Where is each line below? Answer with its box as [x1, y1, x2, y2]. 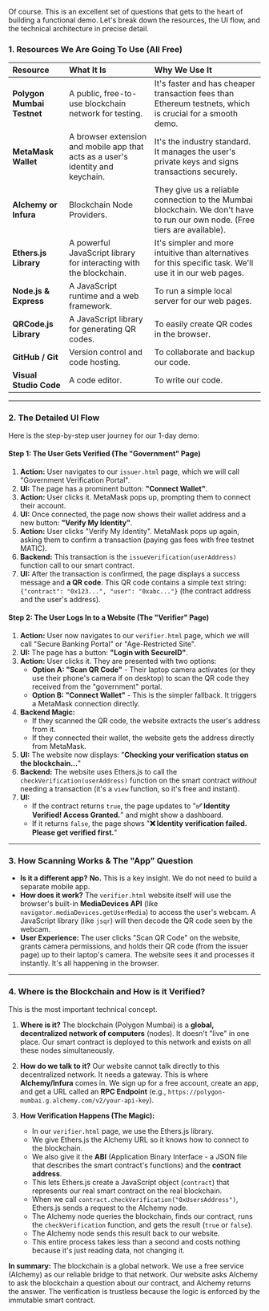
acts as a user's [69, 152, 128, 163]
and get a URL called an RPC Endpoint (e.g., [19, 1086, 167, 1096]
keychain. [69, 172, 106, 183]
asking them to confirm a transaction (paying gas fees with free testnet [19, 535, 255, 544]
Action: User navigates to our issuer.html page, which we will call [19, 467, 240, 476]
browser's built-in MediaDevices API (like [19, 899, 159, 908]
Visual [12, 370, 38, 381]
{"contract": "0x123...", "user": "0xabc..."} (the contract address [19, 585, 251, 596]
